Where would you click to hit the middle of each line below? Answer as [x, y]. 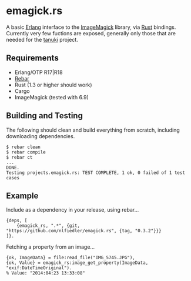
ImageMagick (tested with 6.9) [52, 97]
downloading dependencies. [41, 136]
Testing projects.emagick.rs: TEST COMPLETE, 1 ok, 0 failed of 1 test [95, 173]
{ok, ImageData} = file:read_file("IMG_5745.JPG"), [71, 258]
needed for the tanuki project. [42, 39]
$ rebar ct [19, 157]
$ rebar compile [26, 152]
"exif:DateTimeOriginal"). [39, 268]
